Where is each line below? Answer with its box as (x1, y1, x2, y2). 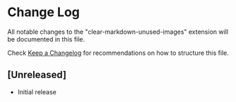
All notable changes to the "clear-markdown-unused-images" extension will (7, 27, 228, 36)
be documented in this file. (7, 34, 85, 43)
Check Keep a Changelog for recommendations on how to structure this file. (7, 49, 230, 57)
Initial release (17, 87, 57, 96)
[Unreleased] (7, 69, 67, 81)
